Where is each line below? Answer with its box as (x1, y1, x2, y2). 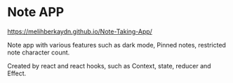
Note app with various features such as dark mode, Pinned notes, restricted (7, 40, 227, 49)
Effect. (7, 69, 27, 77)
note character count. (7, 48, 70, 56)
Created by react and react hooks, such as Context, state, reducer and (7, 61, 212, 70)
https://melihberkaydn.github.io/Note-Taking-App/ (7, 27, 153, 36)
